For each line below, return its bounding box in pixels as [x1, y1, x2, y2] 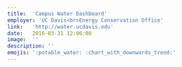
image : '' [7, 36, 39, 43]
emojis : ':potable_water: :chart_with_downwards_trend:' [7, 50, 176, 57]
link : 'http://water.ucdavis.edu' [7, 23, 114, 30]
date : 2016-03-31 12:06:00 [7, 29, 92, 37]
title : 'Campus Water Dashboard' [7, 10, 108, 17]
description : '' [7, 43, 54, 50]
